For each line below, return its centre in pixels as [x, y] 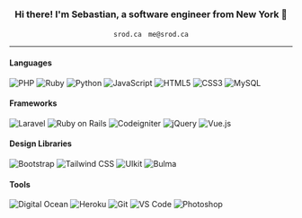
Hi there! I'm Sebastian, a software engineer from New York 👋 [151, 14]
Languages [31, 63]
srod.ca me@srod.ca [151, 35]
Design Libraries [40, 144]
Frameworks [33, 103]
